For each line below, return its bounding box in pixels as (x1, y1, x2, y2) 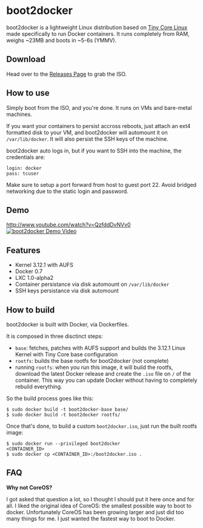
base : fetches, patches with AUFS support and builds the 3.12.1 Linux (15, 344, 186, 351)
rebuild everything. (15, 383, 62, 390)
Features (6, 245, 41, 256)
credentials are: (6, 153, 45, 161)
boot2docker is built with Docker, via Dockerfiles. (6, 321, 129, 328)
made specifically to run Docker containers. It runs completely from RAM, (6, 30, 190, 37)
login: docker (6, 165, 42, 171)
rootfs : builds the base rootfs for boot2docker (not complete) (15, 357, 169, 364)
